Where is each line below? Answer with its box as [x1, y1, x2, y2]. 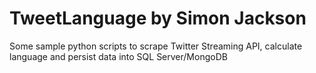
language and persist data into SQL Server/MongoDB [9, 50, 228, 62]
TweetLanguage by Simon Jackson [9, 7, 307, 30]
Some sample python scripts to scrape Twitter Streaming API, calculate [9, 40, 303, 52]
